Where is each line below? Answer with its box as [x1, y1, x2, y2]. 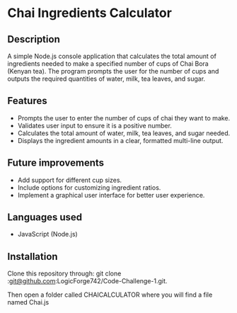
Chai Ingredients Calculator [7, 5, 172, 21]
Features [7, 95, 47, 107]
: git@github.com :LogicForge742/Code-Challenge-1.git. [7, 277, 168, 285]
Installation [7, 250, 58, 263]
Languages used [7, 211, 83, 224]
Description [7, 33, 60, 45]
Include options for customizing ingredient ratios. [17, 183, 161, 192]
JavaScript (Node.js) [17, 230, 78, 239]
